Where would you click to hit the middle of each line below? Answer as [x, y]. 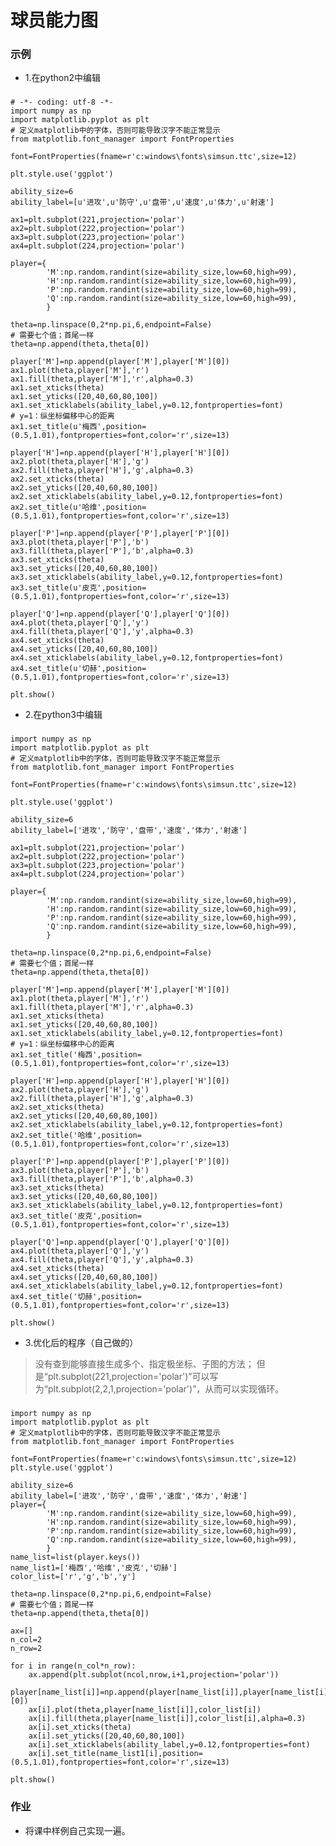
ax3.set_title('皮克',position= [76, 1216]
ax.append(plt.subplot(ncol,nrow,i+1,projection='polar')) [154, 1675]
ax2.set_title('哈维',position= [76, 1136]
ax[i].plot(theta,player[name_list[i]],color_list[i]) [145, 1710]
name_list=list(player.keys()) [75, 1557]
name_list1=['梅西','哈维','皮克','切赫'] [94, 1568]
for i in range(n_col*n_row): [73, 1666]
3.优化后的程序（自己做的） [81, 1343]
